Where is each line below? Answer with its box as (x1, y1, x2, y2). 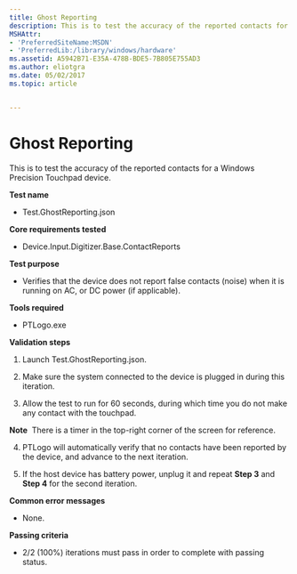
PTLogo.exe (21, 319, 67, 330)
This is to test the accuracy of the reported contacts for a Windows (9, 162, 255, 174)
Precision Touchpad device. (9, 172, 111, 182)
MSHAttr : (9, 29, 42, 38)
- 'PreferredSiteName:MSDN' (9, 37, 114, 47)
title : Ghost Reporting (9, 12, 98, 22)
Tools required (9, 302, 64, 312)
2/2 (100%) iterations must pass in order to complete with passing (21, 546, 265, 557)
